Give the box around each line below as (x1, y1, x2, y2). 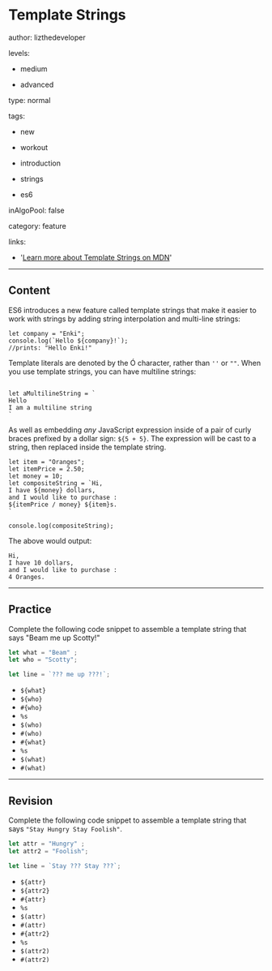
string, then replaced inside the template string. (8, 442, 167, 452)
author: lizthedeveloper (8, 32, 87, 42)
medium (19, 63, 48, 74)
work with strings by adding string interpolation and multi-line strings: (8, 314, 241, 324)
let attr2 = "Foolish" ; (8, 847, 89, 855)
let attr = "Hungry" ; (8, 840, 85, 848)
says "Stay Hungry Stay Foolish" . (8, 824, 123, 833)
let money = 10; (8, 472, 63, 480)
